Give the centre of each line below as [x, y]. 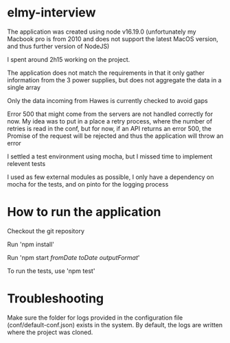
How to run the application [84, 212]
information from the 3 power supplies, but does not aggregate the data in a [114, 80]
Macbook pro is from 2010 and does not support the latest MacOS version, [113, 38]
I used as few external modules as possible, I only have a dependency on [111, 177]
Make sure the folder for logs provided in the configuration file [95, 318]
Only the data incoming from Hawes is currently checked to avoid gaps [107, 100]
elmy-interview [51, 13]
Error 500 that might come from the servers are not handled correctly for [110, 114]
